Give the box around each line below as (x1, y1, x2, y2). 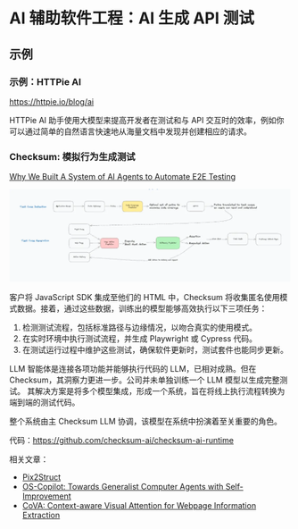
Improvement (21, 491, 71, 501)
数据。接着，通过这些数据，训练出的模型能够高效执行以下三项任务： (16, 303, 268, 314)
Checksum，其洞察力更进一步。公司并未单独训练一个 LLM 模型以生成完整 (9, 374, 280, 385)
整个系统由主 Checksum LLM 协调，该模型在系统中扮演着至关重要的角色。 (9, 416, 283, 427)
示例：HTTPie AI (9, 75, 82, 88)
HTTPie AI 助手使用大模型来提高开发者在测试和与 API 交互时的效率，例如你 (9, 114, 285, 125)
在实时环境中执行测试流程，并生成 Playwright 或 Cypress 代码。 (21, 333, 257, 344)
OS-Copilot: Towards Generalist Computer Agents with (21, 482, 224, 492)
